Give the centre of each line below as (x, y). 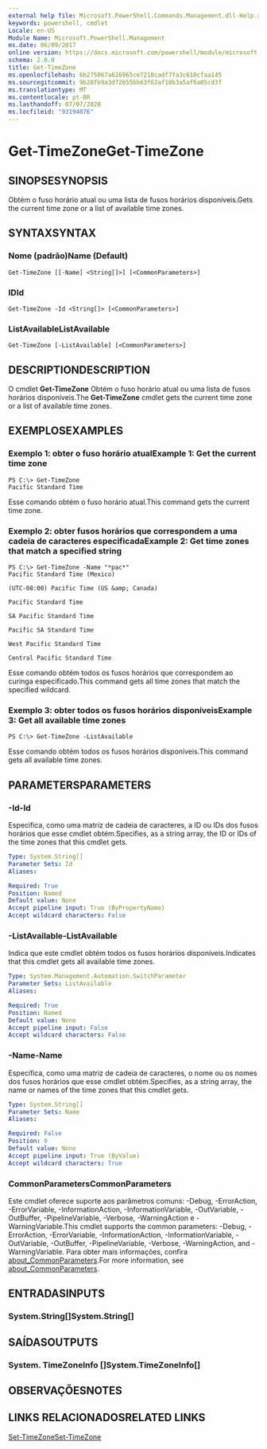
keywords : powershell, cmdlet (58, 23)
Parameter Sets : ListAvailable (60, 984)
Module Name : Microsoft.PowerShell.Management (87, 38)
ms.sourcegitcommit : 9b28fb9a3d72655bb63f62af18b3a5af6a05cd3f (115, 82)
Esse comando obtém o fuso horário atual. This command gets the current (129, 502)
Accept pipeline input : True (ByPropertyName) (87, 908)
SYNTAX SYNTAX (52, 233)
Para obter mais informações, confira (127, 1251)
